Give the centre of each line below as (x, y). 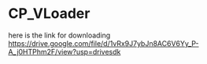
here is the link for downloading (59, 35)
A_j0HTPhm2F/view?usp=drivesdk (65, 52)
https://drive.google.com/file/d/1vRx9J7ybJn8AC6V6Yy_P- (103, 43)
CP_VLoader (49, 14)
